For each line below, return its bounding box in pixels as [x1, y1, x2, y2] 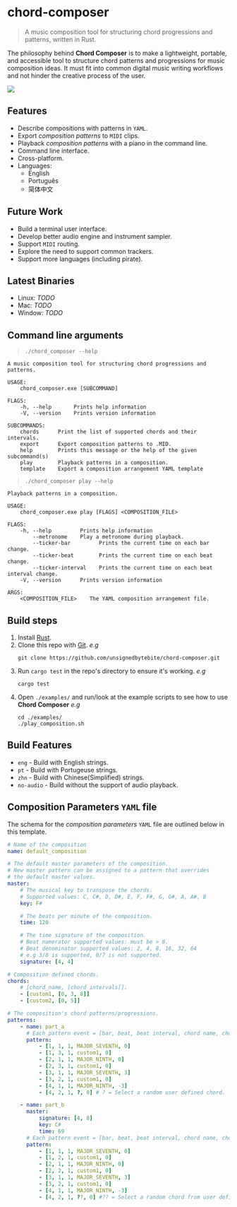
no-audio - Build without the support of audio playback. [17, 780, 178, 789]
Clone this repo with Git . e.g [17, 641, 99, 649]
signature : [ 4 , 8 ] [38, 1114, 93, 1122]
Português [28, 176, 59, 184]
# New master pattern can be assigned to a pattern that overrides [7, 867, 210, 874]
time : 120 [20, 919, 49, 926]
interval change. [7, 570, 59, 578]
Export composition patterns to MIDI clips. [17, 131, 140, 140]
